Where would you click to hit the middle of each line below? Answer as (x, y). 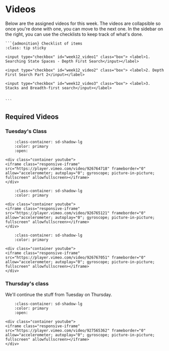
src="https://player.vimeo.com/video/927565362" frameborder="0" (75, 330)
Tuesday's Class (26, 132)
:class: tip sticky (26, 48)
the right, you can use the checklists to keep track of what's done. (74, 34)
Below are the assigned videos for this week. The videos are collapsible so (83, 23)
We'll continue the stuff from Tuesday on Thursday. (59, 294)
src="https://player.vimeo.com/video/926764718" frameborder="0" (75, 169)
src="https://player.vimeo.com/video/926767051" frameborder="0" (75, 258)
